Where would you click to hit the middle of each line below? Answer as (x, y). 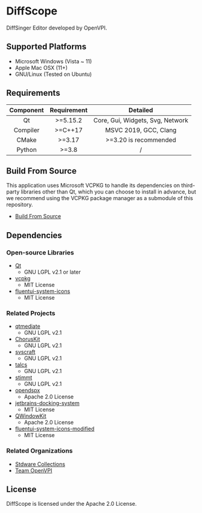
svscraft (25, 352)
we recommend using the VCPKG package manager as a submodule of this (100, 198)
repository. (20, 205)
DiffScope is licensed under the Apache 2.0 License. (71, 504)
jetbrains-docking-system (47, 403)
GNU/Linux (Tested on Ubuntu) (53, 74)
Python (27, 149)
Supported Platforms (46, 47)
